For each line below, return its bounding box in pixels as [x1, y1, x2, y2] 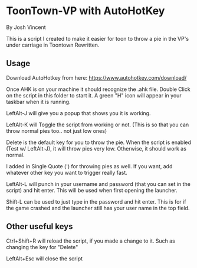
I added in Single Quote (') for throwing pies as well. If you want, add [6, 162, 173, 169]
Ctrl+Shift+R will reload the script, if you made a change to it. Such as [6, 237, 175, 244]
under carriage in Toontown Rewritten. [6, 41, 100, 48]
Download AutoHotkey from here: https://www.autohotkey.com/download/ [6, 74, 187, 81]
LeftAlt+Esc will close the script [6, 255, 83, 262]
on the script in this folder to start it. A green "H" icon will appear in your [6, 91, 182, 99]
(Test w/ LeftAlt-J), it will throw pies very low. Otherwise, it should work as [6, 145, 187, 152]
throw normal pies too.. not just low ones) [6, 127, 107, 134]
